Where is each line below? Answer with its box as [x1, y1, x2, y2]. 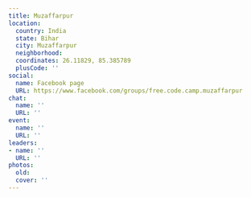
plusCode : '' [15, 64, 60, 72]
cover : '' [15, 176, 48, 185]
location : [8, 19, 42, 27]
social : [8, 72, 35, 80]
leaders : [8, 138, 38, 147]
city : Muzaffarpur [15, 42, 78, 50]
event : [8, 117, 31, 125]
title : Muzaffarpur [8, 11, 74, 20]
